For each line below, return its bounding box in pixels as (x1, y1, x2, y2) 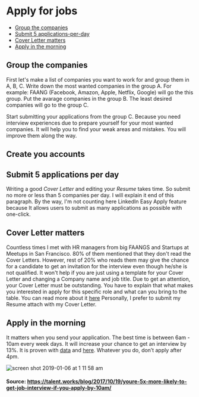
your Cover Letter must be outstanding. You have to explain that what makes (6, 281, 194, 289)
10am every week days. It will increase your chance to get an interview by (6, 340, 187, 347)
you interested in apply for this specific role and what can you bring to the (6, 288, 187, 295)
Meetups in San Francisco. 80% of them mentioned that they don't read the (6, 250, 191, 257)
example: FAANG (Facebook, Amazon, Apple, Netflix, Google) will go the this (6, 88, 194, 96)
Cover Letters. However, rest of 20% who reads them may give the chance (6, 256, 189, 263)
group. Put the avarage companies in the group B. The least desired (6, 95, 172, 102)
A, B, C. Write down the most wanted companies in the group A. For (6, 82, 172, 89)
